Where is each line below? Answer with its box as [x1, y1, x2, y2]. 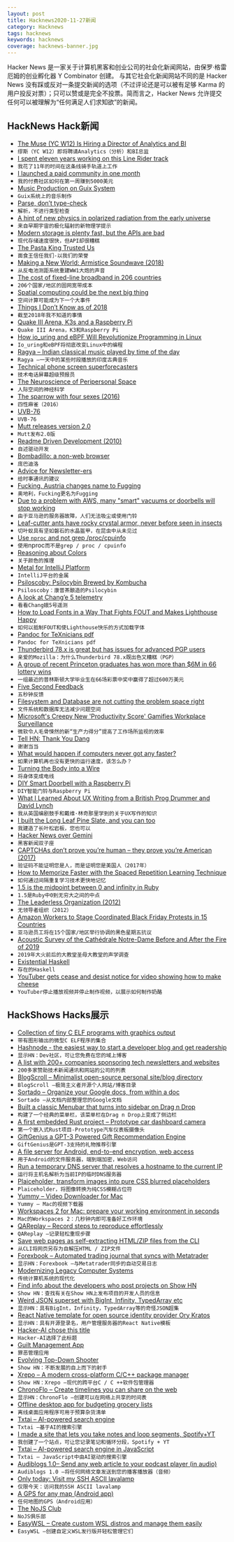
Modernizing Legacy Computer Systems [17, 1266, 134, 1275]
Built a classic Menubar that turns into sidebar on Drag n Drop [17, 1102, 196, 1111]
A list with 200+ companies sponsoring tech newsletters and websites [17, 1058, 220, 1066]
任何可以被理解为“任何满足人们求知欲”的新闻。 [7, 98, 142, 106]
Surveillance [17, 719, 54, 728]
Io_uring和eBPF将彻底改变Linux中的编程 [17, 341, 124, 349]
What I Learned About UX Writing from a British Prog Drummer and [17, 794, 210, 802]
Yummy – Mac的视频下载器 [17, 1200, 84, 1207]
